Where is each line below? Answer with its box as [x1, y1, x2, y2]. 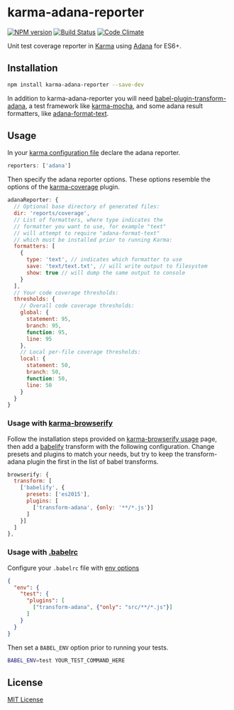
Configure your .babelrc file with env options [7, 563, 140, 572]
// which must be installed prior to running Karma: [13, 236, 173, 243]
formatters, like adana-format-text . [7, 109, 109, 117]
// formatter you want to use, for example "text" [13, 223, 167, 230]
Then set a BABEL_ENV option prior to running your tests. [7, 643, 169, 652]
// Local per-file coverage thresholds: [20, 349, 141, 356]
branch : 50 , [26, 369, 62, 376]
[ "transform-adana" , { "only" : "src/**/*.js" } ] [33, 604, 173, 611]
